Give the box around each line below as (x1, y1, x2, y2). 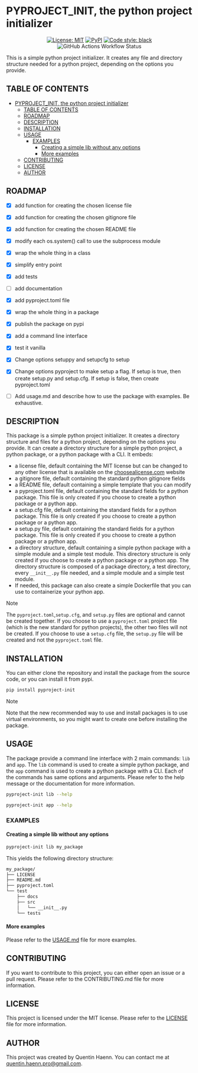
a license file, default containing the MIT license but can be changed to (14, 462, 188, 469)
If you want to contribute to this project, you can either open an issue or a (6, 969, 185, 976)
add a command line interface (14, 332, 87, 339)
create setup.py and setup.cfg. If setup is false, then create (14, 374, 159, 382)
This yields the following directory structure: (6, 854, 114, 861)
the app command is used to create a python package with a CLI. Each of (6, 767, 184, 774)
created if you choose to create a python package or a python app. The (14, 557, 189, 564)
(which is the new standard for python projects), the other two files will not (6, 624, 188, 631)
